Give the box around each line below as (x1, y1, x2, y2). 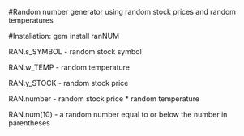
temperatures (8, 15, 54, 25)
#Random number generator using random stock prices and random (8, 7, 237, 16)
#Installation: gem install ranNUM (8, 32, 120, 40)
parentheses (8, 118, 51, 128)
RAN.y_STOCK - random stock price (8, 79, 129, 87)
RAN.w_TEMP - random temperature (8, 62, 131, 72)
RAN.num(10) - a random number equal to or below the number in (8, 109, 228, 119)
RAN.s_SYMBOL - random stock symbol (8, 47, 142, 56)
